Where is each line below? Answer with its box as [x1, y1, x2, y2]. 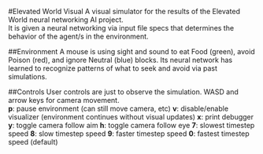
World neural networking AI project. [8, 15, 124, 24]
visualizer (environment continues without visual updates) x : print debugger [8, 112, 254, 121]
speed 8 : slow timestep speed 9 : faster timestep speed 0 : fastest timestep [8, 129, 250, 138]
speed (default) [8, 137, 58, 146]
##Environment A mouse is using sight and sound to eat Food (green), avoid [8, 47, 255, 56]
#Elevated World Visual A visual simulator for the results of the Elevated [8, 7, 241, 16]
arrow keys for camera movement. [8, 96, 120, 104]
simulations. [8, 72, 47, 81]
